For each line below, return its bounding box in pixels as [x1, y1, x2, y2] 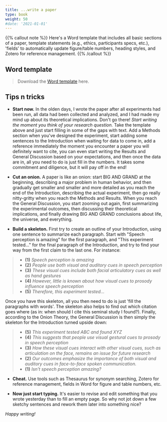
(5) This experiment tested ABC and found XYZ [24, 329, 122, 335]
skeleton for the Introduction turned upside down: [5, 319, 107, 325]
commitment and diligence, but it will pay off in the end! [12, 164, 127, 170]
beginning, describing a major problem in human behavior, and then [12, 179, 152, 185]
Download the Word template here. [17, 78, 89, 85]
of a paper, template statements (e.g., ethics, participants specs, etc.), [5, 40, 150, 46]
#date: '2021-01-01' [5, 21, 48, 26]
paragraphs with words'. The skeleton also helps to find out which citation [5, 303, 157, 309]
